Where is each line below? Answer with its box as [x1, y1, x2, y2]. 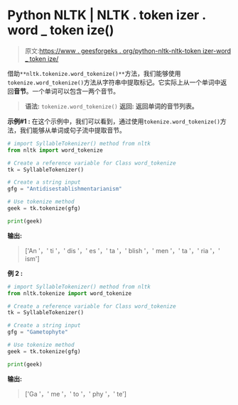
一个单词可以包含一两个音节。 [31, 87, 119, 95]
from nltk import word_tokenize [7, 146, 103, 154]
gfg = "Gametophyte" [7, 328, 69, 336]
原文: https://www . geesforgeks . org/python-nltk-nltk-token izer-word [24, 46, 232, 55]
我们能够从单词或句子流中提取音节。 [19, 126, 126, 134]
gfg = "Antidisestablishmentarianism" [7, 185, 122, 193]
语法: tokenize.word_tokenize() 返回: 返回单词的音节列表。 [24, 101, 198, 110]
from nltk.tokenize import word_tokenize [7, 289, 132, 297]
